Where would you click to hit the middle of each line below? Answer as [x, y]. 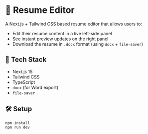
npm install [17, 123]
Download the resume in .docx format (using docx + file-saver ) [78, 44]
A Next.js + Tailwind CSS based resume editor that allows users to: [74, 24]
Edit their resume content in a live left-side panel [62, 33]
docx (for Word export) [35, 87]
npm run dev [17, 128]
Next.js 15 [22, 71]
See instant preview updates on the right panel [60, 39]
